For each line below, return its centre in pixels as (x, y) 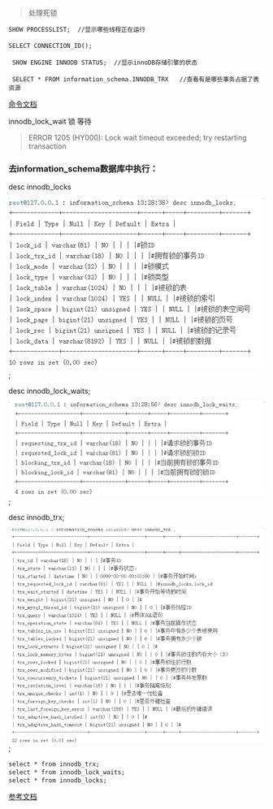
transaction (47, 146)
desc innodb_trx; (37, 517)
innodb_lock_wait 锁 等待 (50, 121)
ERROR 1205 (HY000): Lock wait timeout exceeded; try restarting (137, 138)
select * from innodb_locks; (58, 780)
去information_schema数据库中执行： (83, 168)
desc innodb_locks (40, 187)
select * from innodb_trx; (54, 764)
